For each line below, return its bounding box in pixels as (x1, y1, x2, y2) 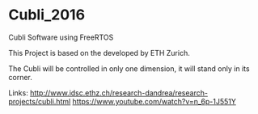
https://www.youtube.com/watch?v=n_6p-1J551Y (72, 96, 237, 106)
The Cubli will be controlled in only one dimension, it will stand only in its (8, 63, 250, 74)
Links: (8, 87, 28, 98)
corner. (8, 72, 32, 82)
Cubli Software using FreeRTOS (8, 32, 114, 42)
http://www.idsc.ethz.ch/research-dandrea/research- (29, 87, 209, 98)
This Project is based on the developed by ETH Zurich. (8, 48, 190, 57)
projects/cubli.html (8, 96, 71, 106)
